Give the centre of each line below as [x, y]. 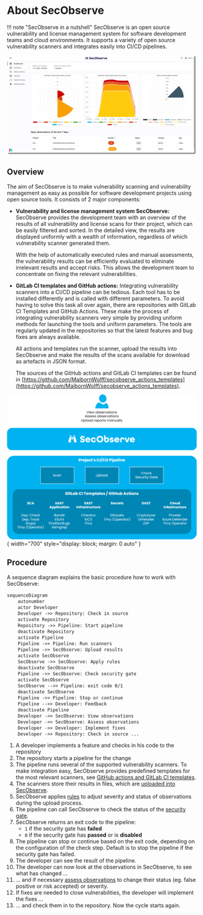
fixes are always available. [48, 337]
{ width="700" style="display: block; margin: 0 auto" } [74, 544]
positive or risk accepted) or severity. [62, 886]
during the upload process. [49, 803]
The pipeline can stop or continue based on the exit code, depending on [105, 841]
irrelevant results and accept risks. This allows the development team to [105, 267]
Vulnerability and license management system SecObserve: [92, 211]
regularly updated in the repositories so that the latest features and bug [104, 330]
